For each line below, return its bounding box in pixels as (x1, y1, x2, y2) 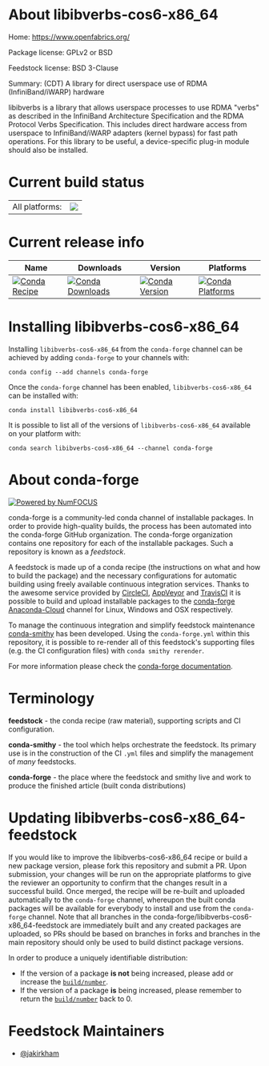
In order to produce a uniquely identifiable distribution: (8, 952, 188, 962)
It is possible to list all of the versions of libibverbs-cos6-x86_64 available (8, 420, 251, 430)
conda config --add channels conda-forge (8, 368, 149, 376)
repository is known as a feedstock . (8, 547, 126, 556)
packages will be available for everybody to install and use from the (8, 903, 231, 913)
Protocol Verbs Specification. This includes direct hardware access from (8, 119, 247, 129)
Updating (8, 808, 72, 827)
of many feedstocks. (8, 756, 77, 766)
